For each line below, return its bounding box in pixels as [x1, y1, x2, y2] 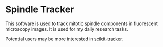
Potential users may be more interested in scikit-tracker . [5, 36, 124, 42]
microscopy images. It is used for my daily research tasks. [5, 26, 128, 32]
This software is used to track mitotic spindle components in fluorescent [5, 20, 158, 27]
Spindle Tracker [5, 4, 74, 15]
